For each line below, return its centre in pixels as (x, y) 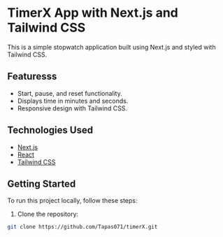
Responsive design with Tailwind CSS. (72, 108)
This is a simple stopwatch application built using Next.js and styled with (111, 47)
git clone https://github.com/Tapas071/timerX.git (82, 227)
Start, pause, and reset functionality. (70, 93)
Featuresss (32, 77)
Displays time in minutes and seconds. (73, 101)
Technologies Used (50, 130)
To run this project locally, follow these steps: (72, 201)
